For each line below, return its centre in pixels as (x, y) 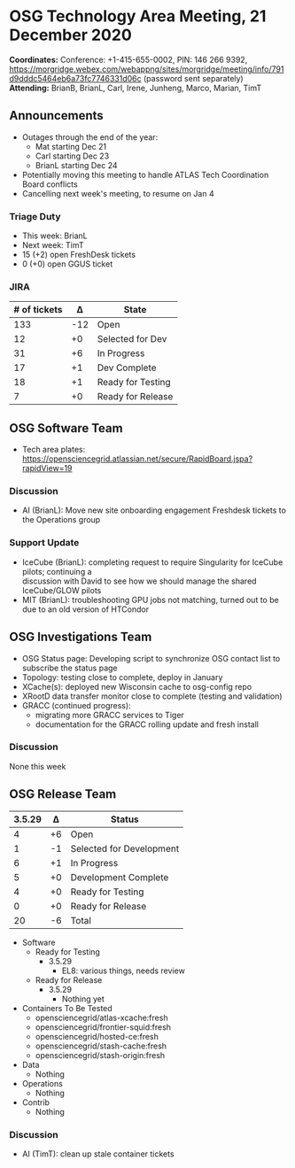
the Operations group (61, 520)
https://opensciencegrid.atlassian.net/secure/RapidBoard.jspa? (137, 459)
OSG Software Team (66, 428)
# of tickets (38, 310)
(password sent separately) (193, 78)
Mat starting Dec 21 (71, 146)
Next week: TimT (53, 245)
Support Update (44, 543)
